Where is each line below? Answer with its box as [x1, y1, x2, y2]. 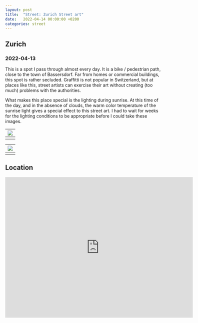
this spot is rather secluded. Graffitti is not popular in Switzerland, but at [5, 76, 153, 82]
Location [5, 163, 33, 172]
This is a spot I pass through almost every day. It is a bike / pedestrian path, [5, 66, 161, 72]
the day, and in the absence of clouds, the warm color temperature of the [5, 102, 156, 108]
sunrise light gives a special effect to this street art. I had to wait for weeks [5, 107, 158, 113]
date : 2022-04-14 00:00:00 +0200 [5, 16, 79, 21]
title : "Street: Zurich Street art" [5, 12, 84, 17]
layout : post [5, 7, 32, 12]
